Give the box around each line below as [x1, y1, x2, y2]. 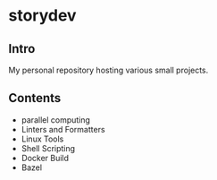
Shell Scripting [21, 142, 76, 153]
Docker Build [21, 152, 69, 163]
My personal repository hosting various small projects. [8, 64, 209, 75]
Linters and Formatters [21, 124, 105, 134]
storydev [8, 5, 77, 26]
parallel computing [21, 114, 91, 125]
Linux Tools [21, 133, 64, 144]
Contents [8, 90, 62, 106]
